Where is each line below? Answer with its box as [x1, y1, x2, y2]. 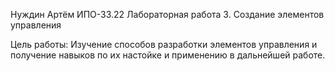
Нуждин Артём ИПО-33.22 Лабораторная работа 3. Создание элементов [10, 9, 325, 20]
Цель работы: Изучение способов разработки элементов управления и [10, 39, 318, 50]
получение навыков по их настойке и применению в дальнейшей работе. [10, 49, 326, 61]
